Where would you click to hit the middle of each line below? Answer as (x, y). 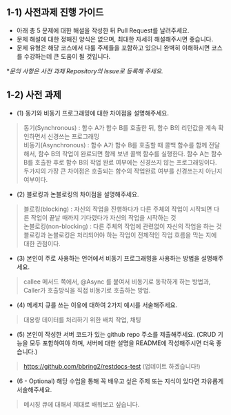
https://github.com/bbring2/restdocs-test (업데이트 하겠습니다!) (112, 366)
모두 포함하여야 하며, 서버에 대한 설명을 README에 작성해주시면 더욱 (122, 343)
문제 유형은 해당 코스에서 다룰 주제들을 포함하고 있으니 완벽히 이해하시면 (113, 48)
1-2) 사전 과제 (34, 95)
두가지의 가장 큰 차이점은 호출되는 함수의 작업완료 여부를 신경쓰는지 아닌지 (123, 171)
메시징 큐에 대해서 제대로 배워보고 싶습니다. (81, 404)
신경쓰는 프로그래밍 (73, 136)
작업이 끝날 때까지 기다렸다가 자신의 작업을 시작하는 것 (103, 217)
